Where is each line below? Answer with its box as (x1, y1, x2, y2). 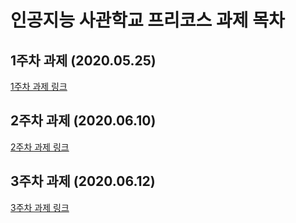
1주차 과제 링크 (10, 81, 68, 92)
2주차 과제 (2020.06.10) (10, 112, 157, 130)
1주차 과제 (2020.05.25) (10, 52, 157, 69)
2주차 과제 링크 (10, 141, 70, 153)
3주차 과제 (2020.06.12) (10, 173, 156, 190)
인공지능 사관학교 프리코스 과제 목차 (10, 9, 285, 32)
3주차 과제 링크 (10, 201, 70, 213)
